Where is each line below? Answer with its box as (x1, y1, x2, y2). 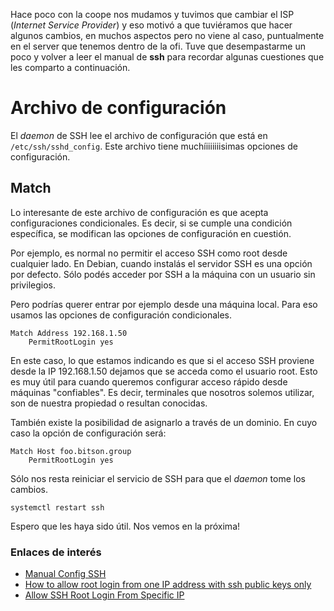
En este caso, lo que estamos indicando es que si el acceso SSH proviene (10, 354, 315, 366)
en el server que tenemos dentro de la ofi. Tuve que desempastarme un (10, 40, 306, 52)
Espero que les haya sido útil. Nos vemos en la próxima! (10, 520, 241, 532)
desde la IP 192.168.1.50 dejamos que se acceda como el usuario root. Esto (10, 365, 318, 377)
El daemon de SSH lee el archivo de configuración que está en (10, 129, 268, 141)
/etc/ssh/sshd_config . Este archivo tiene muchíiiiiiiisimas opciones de (10, 140, 298, 152)
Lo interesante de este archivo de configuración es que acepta (10, 206, 269, 218)
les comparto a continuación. (10, 62, 131, 73)
